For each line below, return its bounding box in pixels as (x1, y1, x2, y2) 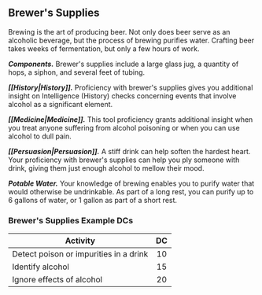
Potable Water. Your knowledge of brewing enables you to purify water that (8, 179, 255, 188)
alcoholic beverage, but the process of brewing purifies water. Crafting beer (8, 35, 254, 45)
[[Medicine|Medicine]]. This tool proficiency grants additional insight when (8, 114, 253, 124)
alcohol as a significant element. (8, 99, 113, 109)
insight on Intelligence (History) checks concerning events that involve (8, 90, 237, 101)
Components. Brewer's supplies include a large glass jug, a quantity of (8, 59, 239, 68)
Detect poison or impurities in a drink (12, 249, 149, 260)
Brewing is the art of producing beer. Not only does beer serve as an (8, 27, 231, 36)
